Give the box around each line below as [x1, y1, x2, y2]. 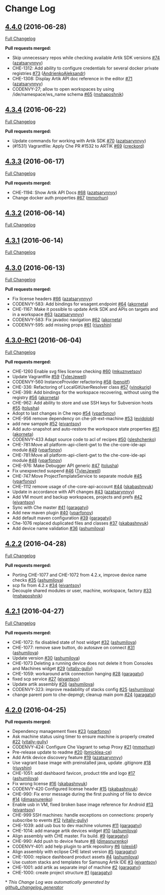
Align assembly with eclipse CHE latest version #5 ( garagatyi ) [12, 849, 137, 855]
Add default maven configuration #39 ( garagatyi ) [12, 515, 112, 521]
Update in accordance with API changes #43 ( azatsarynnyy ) [12, 489, 135, 495]
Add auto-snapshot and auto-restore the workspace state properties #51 [12, 426, 160, 431]
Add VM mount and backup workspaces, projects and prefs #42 [12, 494, 142, 500]
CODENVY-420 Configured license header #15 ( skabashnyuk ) [12, 786, 138, 792]
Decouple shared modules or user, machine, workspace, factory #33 [12, 587, 152, 594]
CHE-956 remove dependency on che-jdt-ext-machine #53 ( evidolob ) [12, 415, 155, 421]
